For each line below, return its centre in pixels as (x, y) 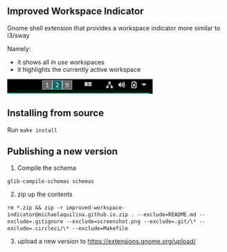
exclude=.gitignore (35, 222)
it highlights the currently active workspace (79, 69)
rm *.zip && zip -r (35, 208)
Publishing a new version (63, 152)
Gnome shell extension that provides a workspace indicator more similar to (114, 28)
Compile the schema (47, 168)
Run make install (32, 130)
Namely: (19, 48)
